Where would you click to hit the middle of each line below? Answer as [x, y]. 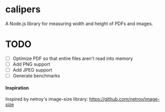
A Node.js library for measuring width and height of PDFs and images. [79, 24]
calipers [23, 9]
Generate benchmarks [36, 76]
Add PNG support [31, 64]
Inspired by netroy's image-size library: [47, 99]
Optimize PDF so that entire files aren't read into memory [73, 58]
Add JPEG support [32, 70]
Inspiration [17, 87]
